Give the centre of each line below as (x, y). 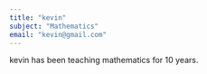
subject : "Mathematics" (54, 26)
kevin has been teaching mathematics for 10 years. (104, 60)
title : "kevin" (38, 18)
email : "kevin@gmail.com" (58, 34)
